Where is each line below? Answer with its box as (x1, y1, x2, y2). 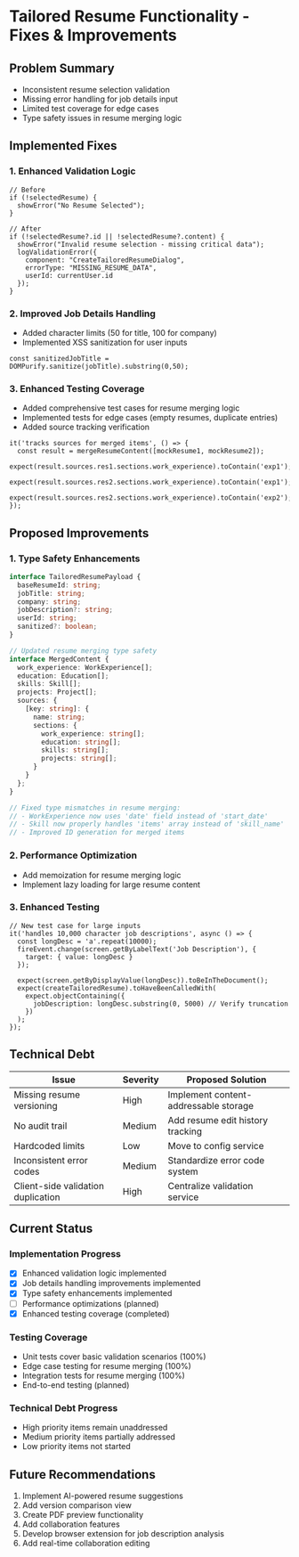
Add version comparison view (21, 1500, 132, 1511)
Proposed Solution (186, 1073, 267, 1086)
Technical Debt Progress (9, 1401, 118, 1414)
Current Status (9, 1221, 93, 1236)
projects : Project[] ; (17, 688, 98, 697)
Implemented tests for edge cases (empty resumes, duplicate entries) (21, 412, 279, 423)
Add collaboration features (21, 1519, 120, 1529)
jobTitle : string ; (17, 589, 86, 598)
